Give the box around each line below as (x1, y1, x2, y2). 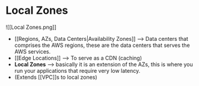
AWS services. (14, 48, 51, 55)
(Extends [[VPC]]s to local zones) (14, 73, 97, 81)
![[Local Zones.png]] (5, 23, 57, 31)
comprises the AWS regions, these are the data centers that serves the (14, 41, 190, 49)
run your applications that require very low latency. (14, 67, 141, 74)
